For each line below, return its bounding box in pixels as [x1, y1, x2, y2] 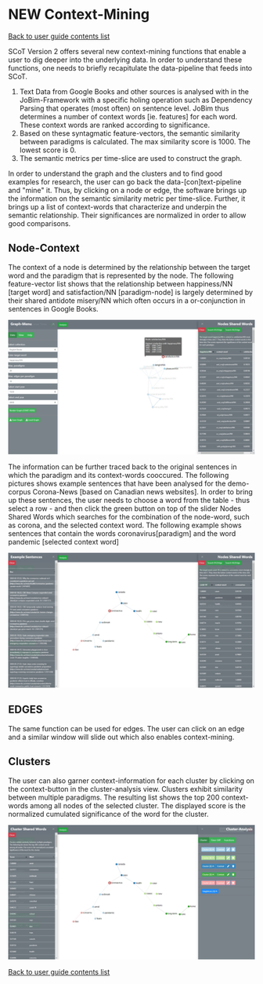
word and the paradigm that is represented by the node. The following [8, 271, 234, 280]
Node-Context [8, 242, 80, 255]
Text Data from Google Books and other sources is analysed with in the [19, 86, 249, 96]
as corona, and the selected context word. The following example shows [8, 520, 242, 530]
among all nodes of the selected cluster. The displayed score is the [30, 800, 247, 810]
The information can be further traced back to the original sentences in [8, 462, 237, 472]
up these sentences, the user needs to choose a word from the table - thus [8, 496, 250, 505]
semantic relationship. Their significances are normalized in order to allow [8, 210, 247, 220]
